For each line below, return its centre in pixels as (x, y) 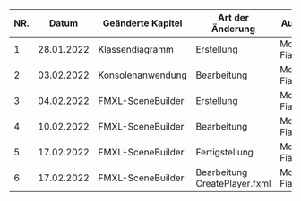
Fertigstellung (224, 152)
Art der (233, 17)
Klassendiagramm (136, 50)
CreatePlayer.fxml (233, 184)
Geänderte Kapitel (142, 23)
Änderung (233, 29)
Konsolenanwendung (142, 75)
